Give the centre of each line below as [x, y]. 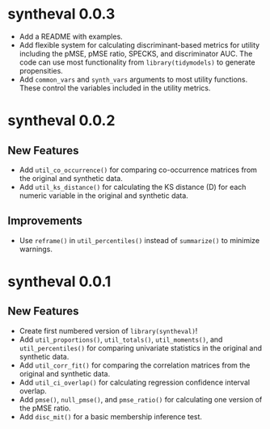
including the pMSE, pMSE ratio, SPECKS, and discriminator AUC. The [136, 53]
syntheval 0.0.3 [61, 14]
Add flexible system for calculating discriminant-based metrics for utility [139, 44]
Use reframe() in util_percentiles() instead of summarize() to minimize [139, 240]
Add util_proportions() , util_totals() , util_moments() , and [121, 339]
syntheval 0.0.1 [59, 282]
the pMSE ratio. [45, 408]
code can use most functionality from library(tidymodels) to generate [137, 62]
